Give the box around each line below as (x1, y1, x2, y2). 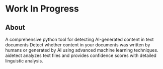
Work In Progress (5, 3, 79, 15)
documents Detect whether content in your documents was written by (5, 42, 150, 48)
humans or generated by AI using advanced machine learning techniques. (5, 47, 158, 53)
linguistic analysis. (5, 58, 44, 63)
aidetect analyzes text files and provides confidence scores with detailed (5, 52, 157, 58)
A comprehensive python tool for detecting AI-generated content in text (5, 36, 154, 42)
